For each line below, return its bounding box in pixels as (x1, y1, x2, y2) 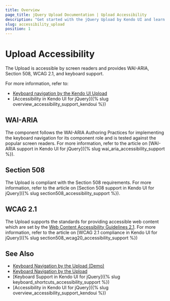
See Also (5, 249, 34, 258)
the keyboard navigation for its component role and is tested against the (5, 134, 156, 141)
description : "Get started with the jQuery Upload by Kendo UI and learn (5, 17, 165, 22)
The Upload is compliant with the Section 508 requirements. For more (5, 179, 152, 185)
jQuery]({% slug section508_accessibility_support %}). (5, 190, 121, 196)
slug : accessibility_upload (5, 21, 65, 27)
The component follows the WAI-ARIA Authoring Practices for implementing (5, 129, 164, 135)
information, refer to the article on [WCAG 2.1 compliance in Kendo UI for (5, 229, 158, 235)
